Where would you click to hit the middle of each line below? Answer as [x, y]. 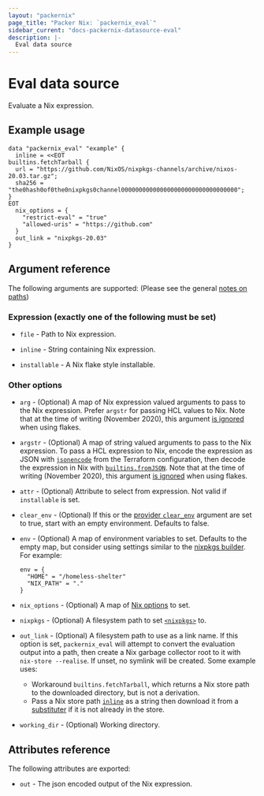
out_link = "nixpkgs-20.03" [61, 238]
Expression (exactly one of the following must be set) [112, 317]
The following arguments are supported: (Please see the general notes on [128, 288]
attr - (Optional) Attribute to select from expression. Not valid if [123, 491]
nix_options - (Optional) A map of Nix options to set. [105, 605]
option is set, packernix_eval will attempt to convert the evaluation [127, 644]
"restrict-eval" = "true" [65, 218]
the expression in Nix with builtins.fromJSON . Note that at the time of [132, 468]
